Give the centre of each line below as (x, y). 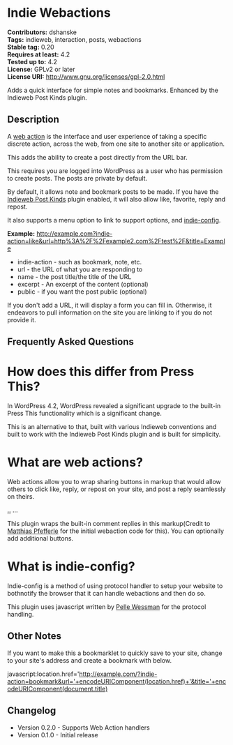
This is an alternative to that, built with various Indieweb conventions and (112, 427)
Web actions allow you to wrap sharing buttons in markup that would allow (114, 482)
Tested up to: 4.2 (32, 61)
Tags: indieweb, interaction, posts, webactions (74, 39)
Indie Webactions (59, 13)
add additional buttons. (40, 539)
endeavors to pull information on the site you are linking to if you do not (110, 313)
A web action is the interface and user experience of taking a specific (107, 136)
